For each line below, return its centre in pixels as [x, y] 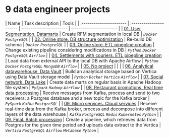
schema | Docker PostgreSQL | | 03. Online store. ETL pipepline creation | [80, 44]
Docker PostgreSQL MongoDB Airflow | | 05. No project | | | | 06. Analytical [79, 66]
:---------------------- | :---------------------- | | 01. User [81, 28]
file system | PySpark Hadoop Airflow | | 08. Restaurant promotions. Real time [84, 87]
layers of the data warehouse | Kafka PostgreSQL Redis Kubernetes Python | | [83, 114]
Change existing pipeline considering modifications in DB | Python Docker [81, 50]
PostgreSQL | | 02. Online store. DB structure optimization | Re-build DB [79, 39]
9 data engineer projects [58, 9]
